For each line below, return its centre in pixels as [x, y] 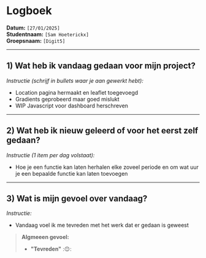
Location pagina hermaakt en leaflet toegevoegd [77, 92]
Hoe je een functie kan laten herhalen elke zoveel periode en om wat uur [107, 167]
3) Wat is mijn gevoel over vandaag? [77, 198]
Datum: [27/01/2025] [33, 28]
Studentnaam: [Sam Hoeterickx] [48, 34]
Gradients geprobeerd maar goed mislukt [67, 99]
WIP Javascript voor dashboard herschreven [72, 106]
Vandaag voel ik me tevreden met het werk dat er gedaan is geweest [102, 225]
